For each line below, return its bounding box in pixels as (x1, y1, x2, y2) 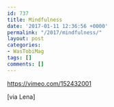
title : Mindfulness (7, 16, 63, 23)
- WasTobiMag (7, 48, 44, 55)
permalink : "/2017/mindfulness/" (7, 29, 102, 36)
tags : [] (7, 55, 32, 61)
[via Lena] (7, 93, 35, 101)
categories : (7, 42, 41, 48)
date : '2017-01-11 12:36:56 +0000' (7, 22, 109, 29)
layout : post (7, 35, 44, 42)
